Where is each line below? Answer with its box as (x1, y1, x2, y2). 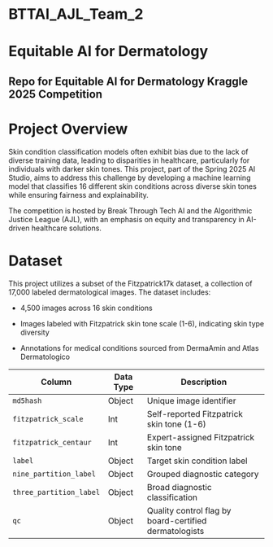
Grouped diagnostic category (146, 468, 259, 479)
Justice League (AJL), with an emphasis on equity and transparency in (8, 214, 245, 224)
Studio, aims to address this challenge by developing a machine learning (8, 173, 251, 182)
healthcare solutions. (31, 223, 102, 233)
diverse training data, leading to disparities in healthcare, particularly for (8, 155, 250, 165)
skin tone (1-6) (146, 418, 207, 430)
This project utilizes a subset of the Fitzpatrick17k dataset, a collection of (8, 278, 253, 288)
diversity (19, 327, 50, 337)
